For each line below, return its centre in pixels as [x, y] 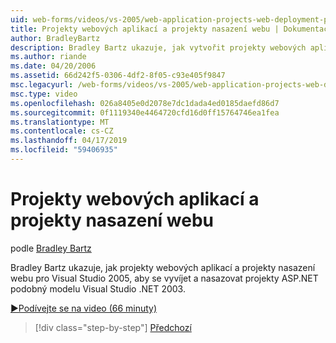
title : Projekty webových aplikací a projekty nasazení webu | [145, 29]
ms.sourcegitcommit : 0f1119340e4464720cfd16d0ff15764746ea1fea [145, 112]
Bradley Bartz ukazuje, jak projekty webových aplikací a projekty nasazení [163, 267]
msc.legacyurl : [42, 85]
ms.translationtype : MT [60, 122]
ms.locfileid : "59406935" [64, 150]
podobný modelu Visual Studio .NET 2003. [98, 288]
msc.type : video [44, 94]
